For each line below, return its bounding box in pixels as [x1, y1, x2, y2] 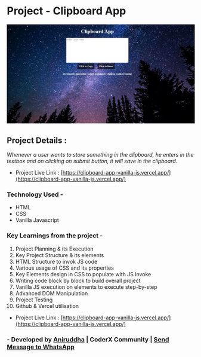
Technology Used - [7, 190, 63, 199]
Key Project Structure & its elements [15, 251, 104, 258]
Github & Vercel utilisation [15, 302, 79, 309]
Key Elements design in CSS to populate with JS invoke [15, 270, 151, 277]
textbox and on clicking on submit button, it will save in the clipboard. [7, 157, 178, 165]
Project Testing [15, 296, 53, 303]
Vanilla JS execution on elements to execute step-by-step [15, 283, 157, 291]
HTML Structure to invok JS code [15, 258, 98, 265]
